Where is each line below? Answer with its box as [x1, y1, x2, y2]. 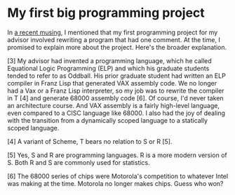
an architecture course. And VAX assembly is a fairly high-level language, [7, 101, 220, 109]
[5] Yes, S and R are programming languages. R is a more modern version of [7, 151, 228, 159]
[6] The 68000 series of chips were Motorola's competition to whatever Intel [7, 172, 229, 180]
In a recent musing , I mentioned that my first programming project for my [7, 28, 218, 36]
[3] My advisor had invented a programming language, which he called [7, 56, 212, 65]
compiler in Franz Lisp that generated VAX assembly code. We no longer [7, 79, 217, 87]
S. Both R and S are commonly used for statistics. [7, 158, 151, 166]
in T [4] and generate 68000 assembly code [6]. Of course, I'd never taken [7, 93, 224, 102]
